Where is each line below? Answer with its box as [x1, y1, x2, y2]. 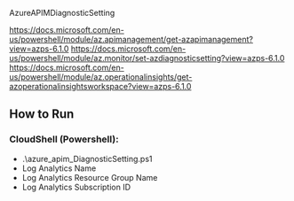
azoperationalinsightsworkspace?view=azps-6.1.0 [9, 81, 192, 91]
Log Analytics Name [21, 163, 97, 174]
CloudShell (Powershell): [9, 133, 119, 145]
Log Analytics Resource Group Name [21, 172, 158, 182]
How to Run [9, 106, 75, 122]
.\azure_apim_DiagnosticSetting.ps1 [21, 153, 153, 164]
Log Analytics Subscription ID [21, 182, 131, 192]
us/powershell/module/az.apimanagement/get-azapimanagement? [9, 35, 253, 44]
